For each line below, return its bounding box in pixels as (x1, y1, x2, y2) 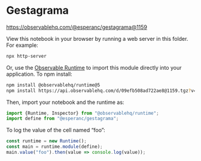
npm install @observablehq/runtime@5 (6, 82, 100, 88)
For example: (6, 41, 39, 49)
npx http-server (6, 53, 47, 59)
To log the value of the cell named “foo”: (6, 127, 106, 134)
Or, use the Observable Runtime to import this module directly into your (6, 64, 182, 71)
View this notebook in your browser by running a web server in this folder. (6, 35, 188, 42)
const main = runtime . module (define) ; (6, 144, 103, 150)
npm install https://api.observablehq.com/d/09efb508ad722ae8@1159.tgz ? (6, 88, 191, 94)
